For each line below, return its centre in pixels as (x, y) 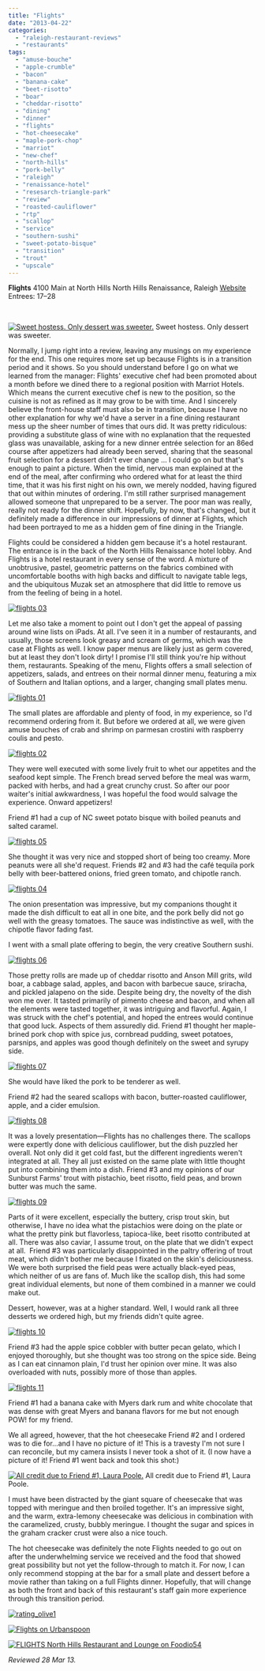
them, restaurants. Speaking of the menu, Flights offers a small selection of (130, 666)
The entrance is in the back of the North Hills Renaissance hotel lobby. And (130, 551)
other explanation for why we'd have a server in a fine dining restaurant (124, 418)
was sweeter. (30, 335)
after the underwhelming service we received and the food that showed (125, 1557)
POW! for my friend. (41, 1420)
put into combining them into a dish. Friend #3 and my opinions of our (121, 1170)
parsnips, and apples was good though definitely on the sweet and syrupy (129, 1043)
